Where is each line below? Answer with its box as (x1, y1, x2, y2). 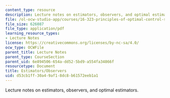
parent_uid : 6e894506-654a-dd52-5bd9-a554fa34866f (5, 59, 114, 64)
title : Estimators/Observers (5, 69, 67, 74)
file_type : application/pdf (5, 26, 65, 31)
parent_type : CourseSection (5, 54, 65, 60)
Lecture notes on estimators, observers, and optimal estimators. (5, 87, 139, 93)
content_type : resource (5, 7, 56, 13)
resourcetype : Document (5, 64, 56, 69)
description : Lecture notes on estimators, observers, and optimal (5, 12, 151, 17)
